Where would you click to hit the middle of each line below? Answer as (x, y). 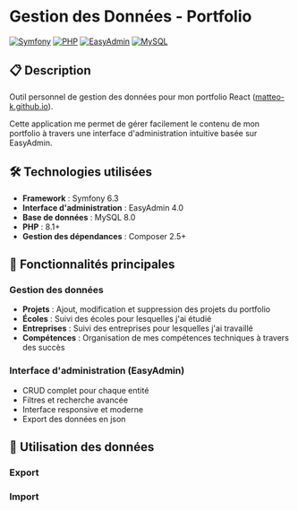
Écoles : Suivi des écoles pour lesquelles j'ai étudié (117, 319)
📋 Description (50, 70)
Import (24, 497)
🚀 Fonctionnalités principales (92, 264)
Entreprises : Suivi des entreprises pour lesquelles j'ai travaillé (137, 328)
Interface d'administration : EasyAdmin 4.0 (103, 207)
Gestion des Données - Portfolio (131, 17)
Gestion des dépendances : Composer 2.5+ (104, 236)
